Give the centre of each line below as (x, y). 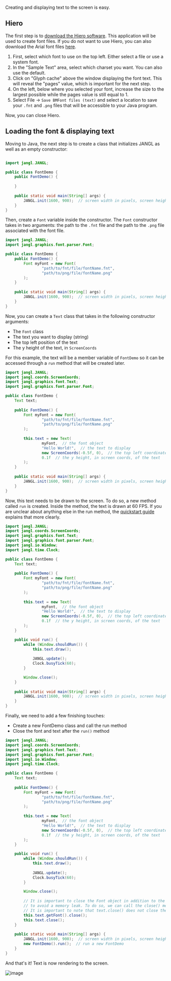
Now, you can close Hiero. (33, 115)
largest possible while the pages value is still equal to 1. (70, 95)
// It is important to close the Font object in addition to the (94, 901)
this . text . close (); (44, 920)
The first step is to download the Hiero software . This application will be (81, 36)
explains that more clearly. (33, 517)
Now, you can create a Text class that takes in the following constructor (80, 316)
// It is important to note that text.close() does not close (91, 910)
